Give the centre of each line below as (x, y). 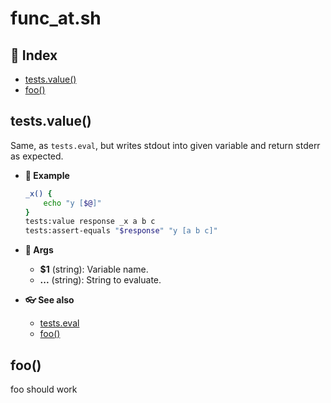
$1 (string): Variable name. (94, 269)
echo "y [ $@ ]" (72, 203)
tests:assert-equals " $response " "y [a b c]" (121, 231)
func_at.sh (56, 18)
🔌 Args (39, 250)
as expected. (37, 156)
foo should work (44, 389)
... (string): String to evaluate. (100, 280)
